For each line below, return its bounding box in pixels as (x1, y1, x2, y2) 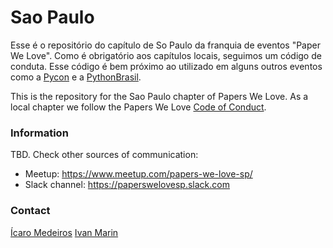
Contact (10, 204, 51, 218)
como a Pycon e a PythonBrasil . (10, 71, 142, 83)
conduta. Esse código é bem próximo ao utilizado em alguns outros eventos (10, 60, 323, 72)
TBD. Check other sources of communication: (10, 149, 199, 161)
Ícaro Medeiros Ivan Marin (10, 226, 119, 238)
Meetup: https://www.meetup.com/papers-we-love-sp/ (24, 168, 253, 180)
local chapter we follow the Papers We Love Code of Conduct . (10, 101, 267, 113)
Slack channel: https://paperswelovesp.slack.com (24, 179, 230, 191)
